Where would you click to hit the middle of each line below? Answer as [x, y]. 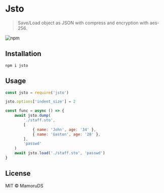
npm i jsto [17, 65]
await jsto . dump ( [33, 116]
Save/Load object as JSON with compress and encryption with [83, 23]
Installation [23, 54]
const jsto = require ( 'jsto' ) [37, 92]
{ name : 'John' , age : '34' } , [64, 129]
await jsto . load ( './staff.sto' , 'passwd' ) [60, 153]
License [18, 174]
